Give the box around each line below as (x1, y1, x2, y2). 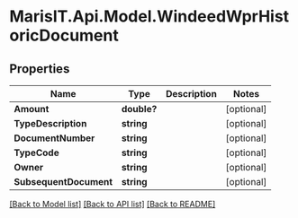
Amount (14, 103, 50, 115)
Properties (9, 61, 70, 76)
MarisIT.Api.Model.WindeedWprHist (9, 6, 290, 27)
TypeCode (14, 146, 60, 159)
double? (121, 103, 158, 115)
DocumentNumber (14, 132, 95, 144)
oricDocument (9, 25, 119, 46)
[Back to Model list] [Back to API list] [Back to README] (9, 199, 216, 209)
